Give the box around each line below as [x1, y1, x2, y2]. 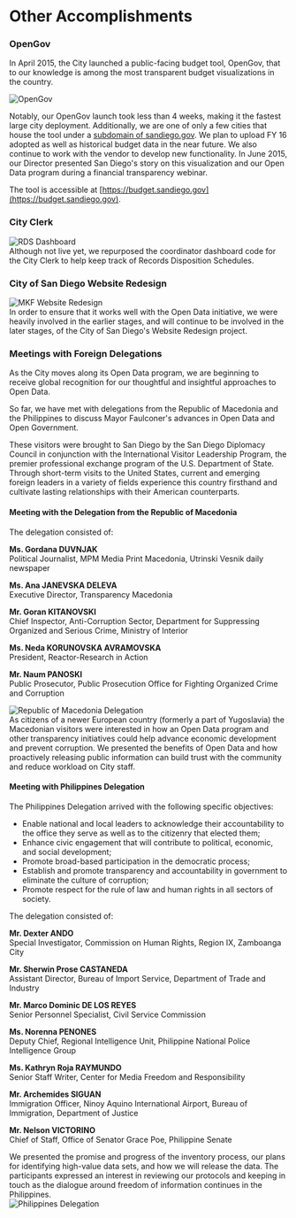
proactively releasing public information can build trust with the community [9, 752, 283, 762]
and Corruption [9, 688, 65, 698]
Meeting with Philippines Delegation [9, 782, 146, 792]
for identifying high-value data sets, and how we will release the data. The [9, 1160, 279, 1171]
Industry [9, 983, 40, 993]
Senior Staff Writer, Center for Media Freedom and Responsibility [9, 1071, 246, 1082]
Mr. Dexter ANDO [9, 928, 74, 938]
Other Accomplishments [9, 6, 193, 27]
